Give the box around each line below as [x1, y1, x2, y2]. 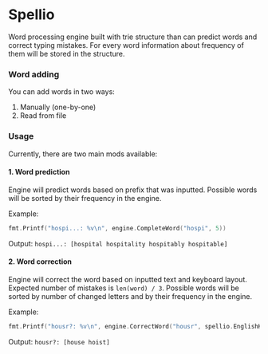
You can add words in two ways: [8, 87, 116, 96]
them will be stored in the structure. [8, 49, 125, 58]
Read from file [19, 111, 67, 120]
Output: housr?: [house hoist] [8, 336, 110, 346]
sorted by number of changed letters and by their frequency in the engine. [8, 291, 253, 301]
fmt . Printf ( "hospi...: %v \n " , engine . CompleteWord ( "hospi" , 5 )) [8, 224, 227, 232]
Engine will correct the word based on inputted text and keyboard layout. [8, 274, 247, 284]
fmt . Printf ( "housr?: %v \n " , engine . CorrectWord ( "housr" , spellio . [8, 322, 234, 330]
